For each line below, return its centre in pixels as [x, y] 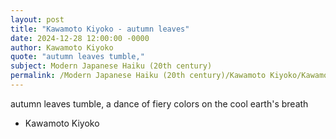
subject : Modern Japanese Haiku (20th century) [111, 66]
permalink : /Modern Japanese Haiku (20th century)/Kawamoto [138, 76]
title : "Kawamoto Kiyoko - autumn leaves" [100, 29]
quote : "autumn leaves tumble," [77, 57]
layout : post [37, 19]
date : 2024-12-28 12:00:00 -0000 [80, 38]
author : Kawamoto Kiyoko [62, 47]
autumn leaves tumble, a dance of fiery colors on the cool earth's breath [159, 103]
